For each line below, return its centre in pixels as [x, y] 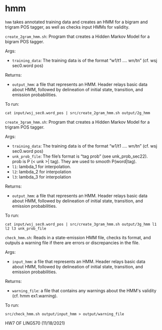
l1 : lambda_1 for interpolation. [42, 166]
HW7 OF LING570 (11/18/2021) [35, 323]
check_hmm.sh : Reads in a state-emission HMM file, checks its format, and [78, 237]
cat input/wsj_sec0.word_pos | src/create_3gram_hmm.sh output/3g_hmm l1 [81, 224]
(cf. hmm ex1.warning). [35, 296]
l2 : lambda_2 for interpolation [42, 172]
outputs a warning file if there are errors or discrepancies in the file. [72, 243]
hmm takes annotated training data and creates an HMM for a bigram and [76, 22]
